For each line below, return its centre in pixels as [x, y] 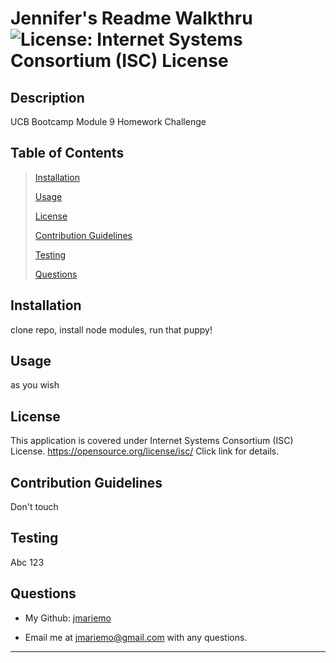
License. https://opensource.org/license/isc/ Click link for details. [145, 451]
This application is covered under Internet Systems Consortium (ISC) [152, 441]
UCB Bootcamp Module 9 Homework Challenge [108, 121]
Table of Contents [67, 153]
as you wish [35, 385]
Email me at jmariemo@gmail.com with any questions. [136, 637]
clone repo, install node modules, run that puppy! [111, 329]
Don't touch [34, 507]
